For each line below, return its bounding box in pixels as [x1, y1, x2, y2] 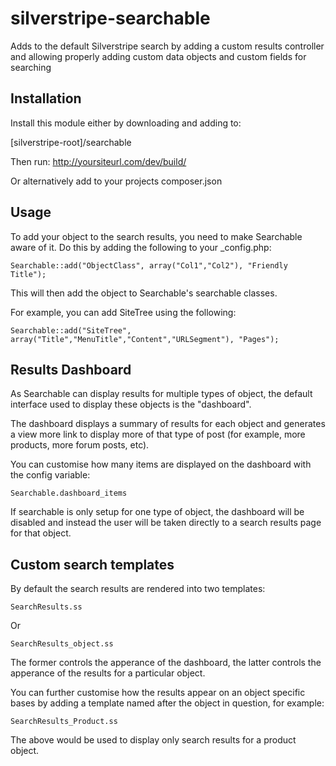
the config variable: [10, 469, 91, 481]
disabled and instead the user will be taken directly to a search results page [10, 517, 322, 529]
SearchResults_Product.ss [10, 717, 118, 727]
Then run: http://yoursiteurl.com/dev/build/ [10, 155, 187, 167]
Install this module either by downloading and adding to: [10, 117, 242, 129]
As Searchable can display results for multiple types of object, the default [10, 388, 313, 400]
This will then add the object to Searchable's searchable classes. [10, 287, 278, 299]
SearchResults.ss [10, 602, 83, 612]
